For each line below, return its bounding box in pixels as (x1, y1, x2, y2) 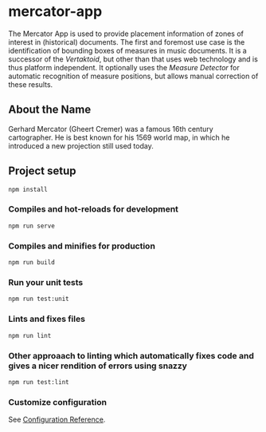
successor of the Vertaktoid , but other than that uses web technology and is (8, 54, 259, 64)
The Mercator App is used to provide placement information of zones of (8, 29, 244, 38)
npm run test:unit (8, 295, 69, 303)
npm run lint (8, 331, 52, 339)
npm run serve (8, 222, 56, 230)
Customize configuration (8, 396, 108, 407)
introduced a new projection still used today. (8, 141, 154, 150)
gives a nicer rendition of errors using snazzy (8, 360, 187, 371)
